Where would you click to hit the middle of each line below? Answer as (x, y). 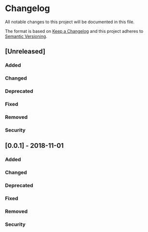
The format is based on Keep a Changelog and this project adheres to (74, 31)
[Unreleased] (25, 51)
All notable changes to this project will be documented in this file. (70, 22)
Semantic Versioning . (26, 36)
